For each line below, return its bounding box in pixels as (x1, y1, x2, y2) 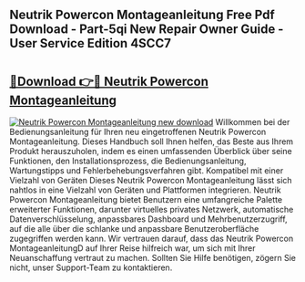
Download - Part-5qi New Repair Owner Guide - (9, 22, 284, 37)
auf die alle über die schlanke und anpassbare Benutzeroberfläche (9, 224, 259, 234)
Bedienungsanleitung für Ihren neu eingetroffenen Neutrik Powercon (9, 127, 267, 137)
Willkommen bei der (215, 117, 290, 127)
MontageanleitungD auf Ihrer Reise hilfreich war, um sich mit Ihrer (9, 243, 256, 254)
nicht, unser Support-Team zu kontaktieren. (9, 262, 173, 273)
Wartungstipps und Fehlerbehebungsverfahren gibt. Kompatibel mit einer (9, 165, 284, 176)
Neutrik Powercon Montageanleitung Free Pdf (9, 7, 275, 23)
